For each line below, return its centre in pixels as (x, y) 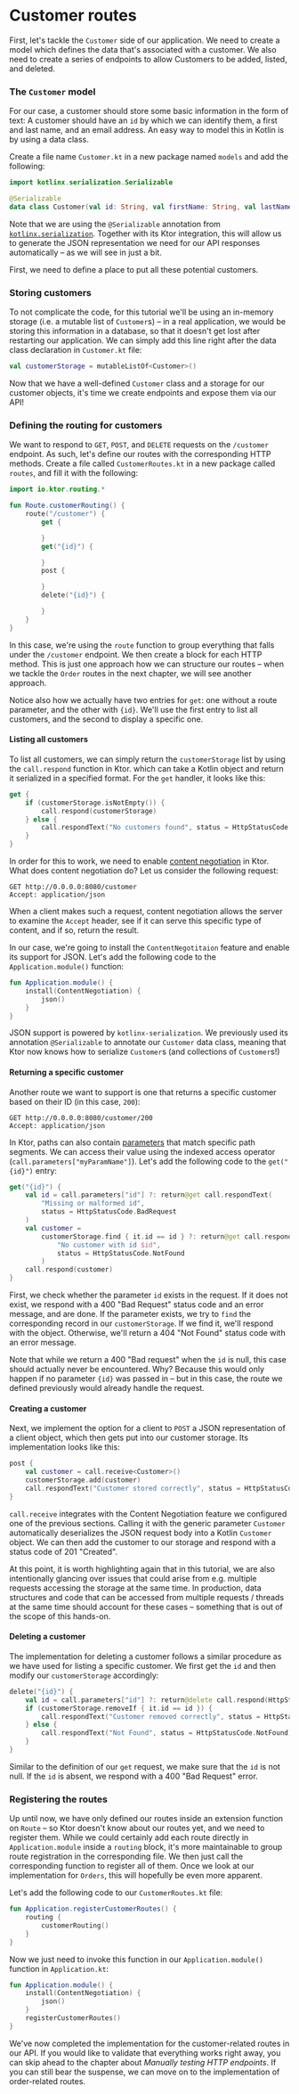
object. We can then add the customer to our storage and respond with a (142, 1542)
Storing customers (50, 292)
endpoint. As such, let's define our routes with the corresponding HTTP (140, 454)
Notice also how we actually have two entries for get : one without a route (143, 699)
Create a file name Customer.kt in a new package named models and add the (149, 157)
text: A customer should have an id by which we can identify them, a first (143, 120)
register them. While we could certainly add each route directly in (129, 1837)
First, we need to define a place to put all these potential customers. (134, 269)
